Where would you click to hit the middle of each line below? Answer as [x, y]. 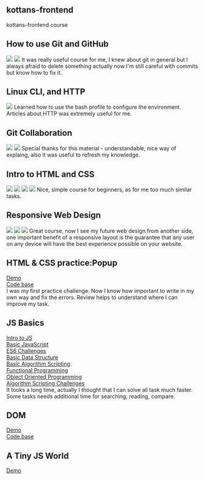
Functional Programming [37, 370]
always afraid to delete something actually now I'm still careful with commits [102, 66]
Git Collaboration [39, 133]
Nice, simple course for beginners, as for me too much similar [114, 190]
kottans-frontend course [37, 24]
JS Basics [25, 323]
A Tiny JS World [38, 456]
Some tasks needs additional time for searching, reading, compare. [91, 396]
